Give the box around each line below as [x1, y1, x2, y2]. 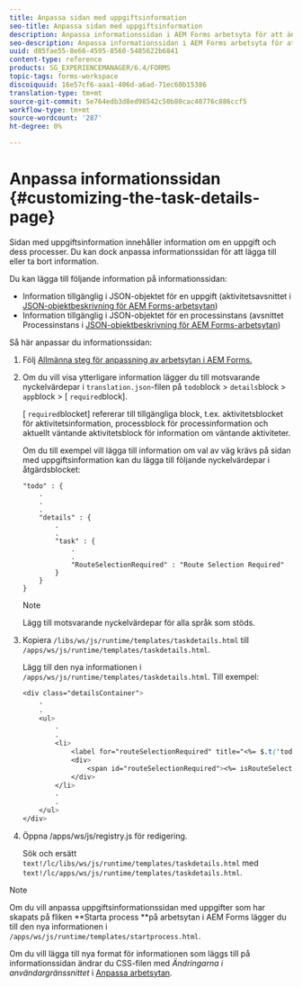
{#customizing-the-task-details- [9, 188, 261, 208]
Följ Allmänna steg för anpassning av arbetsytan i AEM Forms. [22, 354, 253, 365]
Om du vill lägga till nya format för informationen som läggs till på [9, 947, 251, 959]
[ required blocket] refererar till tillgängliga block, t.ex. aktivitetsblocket [22, 408, 283, 419]
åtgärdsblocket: [22, 464, 81, 475]
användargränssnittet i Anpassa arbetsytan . [9, 967, 173, 978]
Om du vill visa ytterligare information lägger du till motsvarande [22, 371, 261, 383]
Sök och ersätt [22, 847, 77, 858]
